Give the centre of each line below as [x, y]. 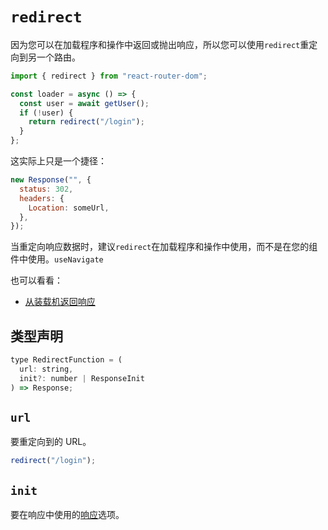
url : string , [46, 369]
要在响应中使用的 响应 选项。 [67, 515]
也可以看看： [36, 280]
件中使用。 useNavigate [57, 259]
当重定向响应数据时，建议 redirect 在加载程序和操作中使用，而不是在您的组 [164, 247]
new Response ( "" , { [51, 180]
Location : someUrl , [69, 208]
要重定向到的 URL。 [51, 442]
